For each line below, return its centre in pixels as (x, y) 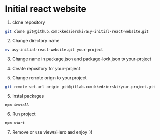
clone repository (28, 22)
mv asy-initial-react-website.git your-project (54, 50)
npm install (17, 105)
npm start (15, 123)
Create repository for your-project (46, 68)
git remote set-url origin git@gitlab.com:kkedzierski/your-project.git (80, 87)
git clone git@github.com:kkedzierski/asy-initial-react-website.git (77, 31)
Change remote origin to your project (49, 78)
